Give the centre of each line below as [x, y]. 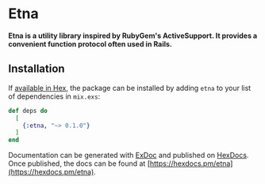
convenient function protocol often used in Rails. [90, 43]
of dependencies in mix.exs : [54, 96]
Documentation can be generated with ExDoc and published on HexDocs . [129, 156]
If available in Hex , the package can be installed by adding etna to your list [130, 88]
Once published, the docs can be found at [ [79, 163]
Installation [36, 69]
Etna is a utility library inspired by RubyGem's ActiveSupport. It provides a [133, 36]
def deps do [28, 111]
